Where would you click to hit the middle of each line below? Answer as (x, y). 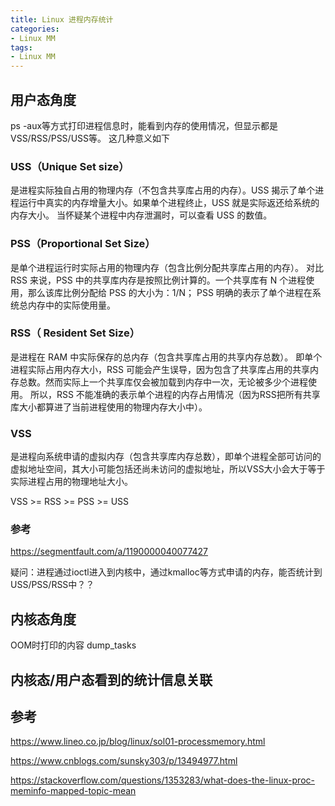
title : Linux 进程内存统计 (62, 19)
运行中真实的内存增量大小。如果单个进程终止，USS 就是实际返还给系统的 (169, 203)
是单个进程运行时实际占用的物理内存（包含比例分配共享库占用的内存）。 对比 (167, 267)
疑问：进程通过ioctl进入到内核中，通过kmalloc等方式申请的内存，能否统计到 (166, 572)
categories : (35, 29)
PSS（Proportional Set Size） (83, 244)
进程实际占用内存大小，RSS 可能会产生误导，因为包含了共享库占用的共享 (160, 369)
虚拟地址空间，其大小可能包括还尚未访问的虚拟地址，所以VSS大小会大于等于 (168, 469)
